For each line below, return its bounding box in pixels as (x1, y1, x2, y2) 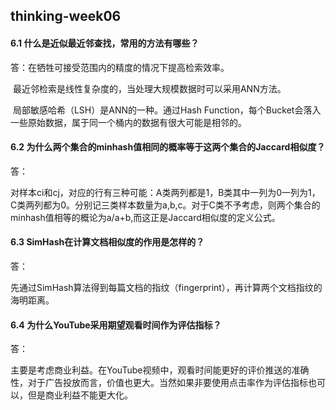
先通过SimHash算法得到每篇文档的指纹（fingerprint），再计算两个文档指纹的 (10, 282, 323, 293)
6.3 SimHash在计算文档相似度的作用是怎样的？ (10, 236, 205, 248)
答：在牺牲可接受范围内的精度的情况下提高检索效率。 (10, 61, 230, 73)
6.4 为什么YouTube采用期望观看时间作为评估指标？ (10, 319, 222, 331)
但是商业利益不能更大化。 (27, 389, 133, 401)
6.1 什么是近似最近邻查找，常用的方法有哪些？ (10, 37, 200, 49)
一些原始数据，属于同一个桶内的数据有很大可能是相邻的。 (10, 116, 247, 128)
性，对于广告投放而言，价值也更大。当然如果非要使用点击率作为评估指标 (10, 377, 308, 389)
